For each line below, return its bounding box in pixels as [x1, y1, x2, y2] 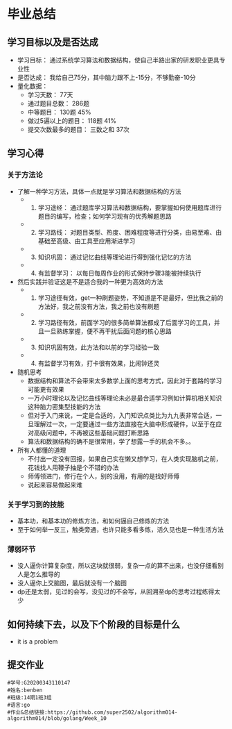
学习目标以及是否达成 [7, 36, 98, 48]
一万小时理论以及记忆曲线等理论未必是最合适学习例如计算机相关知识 [27, 394, 222, 402]
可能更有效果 [27, 385, 64, 393]
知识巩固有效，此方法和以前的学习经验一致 [37, 343, 160, 351]
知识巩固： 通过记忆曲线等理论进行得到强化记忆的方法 [37, 253, 192, 261]
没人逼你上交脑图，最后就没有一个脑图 [17, 579, 127, 587]
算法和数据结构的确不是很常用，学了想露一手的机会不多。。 [27, 437, 195, 445]
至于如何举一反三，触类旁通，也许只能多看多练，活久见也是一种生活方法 [17, 525, 224, 533]
